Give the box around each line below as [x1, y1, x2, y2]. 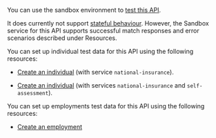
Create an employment [17, 123, 83, 130]
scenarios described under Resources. [7, 34, 117, 42]
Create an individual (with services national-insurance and [17, 81, 186, 89]
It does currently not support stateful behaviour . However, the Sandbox [7, 19, 209, 27]
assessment [17, 90, 49, 97]
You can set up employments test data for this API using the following [7, 102, 205, 110]
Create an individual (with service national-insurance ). [17, 68, 174, 76]
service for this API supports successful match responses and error [7, 27, 199, 34]
